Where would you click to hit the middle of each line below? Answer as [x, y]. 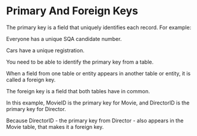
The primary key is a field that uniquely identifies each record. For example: [99, 27]
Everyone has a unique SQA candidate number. [64, 39]
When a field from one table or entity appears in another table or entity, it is [98, 73]
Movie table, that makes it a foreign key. [55, 126]
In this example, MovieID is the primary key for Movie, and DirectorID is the [98, 103]
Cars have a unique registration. [45, 50]
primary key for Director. [36, 109]
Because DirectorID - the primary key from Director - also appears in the [95, 121]
